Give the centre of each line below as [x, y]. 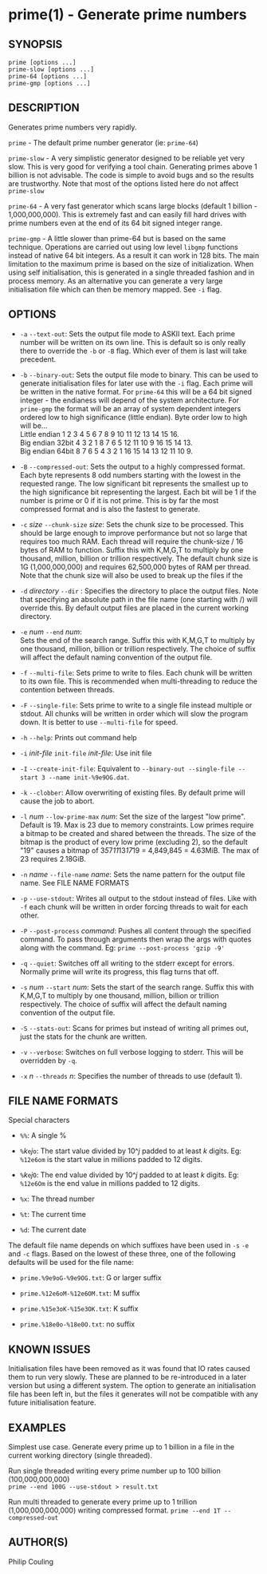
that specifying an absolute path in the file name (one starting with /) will [138, 599]
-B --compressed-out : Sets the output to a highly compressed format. [132, 466]
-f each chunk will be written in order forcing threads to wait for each [134, 906]
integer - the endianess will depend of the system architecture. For [130, 400]
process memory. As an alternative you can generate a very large [116, 280]
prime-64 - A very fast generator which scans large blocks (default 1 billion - [133, 206]
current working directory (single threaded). [80, 1456]
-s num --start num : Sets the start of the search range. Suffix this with [137, 987]
